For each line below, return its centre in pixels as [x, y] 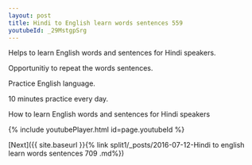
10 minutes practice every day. [58, 99]
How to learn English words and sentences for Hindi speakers [109, 114]
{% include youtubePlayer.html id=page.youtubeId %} [97, 130]
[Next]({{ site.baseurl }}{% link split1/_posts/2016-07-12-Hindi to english [126, 145]
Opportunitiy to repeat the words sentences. [81, 68]
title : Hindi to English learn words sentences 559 [95, 23]
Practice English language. [52, 83]
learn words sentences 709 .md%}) [66, 153]
